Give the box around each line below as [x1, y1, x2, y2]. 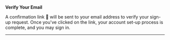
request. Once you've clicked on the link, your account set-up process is [12, 19, 163, 25]
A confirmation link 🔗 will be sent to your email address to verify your [5, 14, 149, 19]
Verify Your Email [5, 4, 42, 10]
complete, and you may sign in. [5, 24, 71, 30]
